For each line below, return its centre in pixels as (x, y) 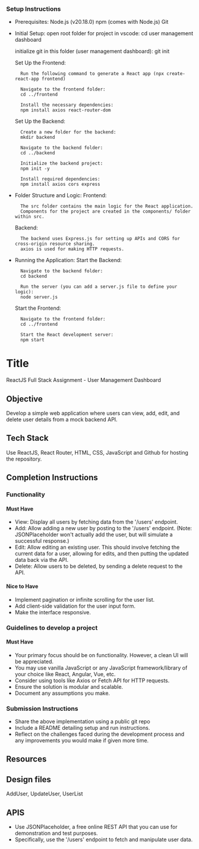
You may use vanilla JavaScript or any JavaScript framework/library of (101, 668)
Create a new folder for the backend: (68, 132)
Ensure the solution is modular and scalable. (69, 686)
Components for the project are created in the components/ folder (106, 212)
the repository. (24, 459)
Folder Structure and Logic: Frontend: (61, 195)
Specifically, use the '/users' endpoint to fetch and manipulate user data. (104, 839)
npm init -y (35, 169)
